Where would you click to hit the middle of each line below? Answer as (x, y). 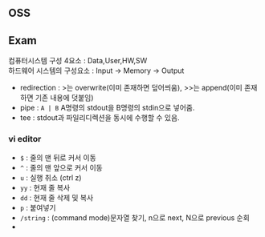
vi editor (25, 139)
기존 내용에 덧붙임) (64, 98)
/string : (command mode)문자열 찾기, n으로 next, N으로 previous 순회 (135, 217)
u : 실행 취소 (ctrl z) (51, 177)
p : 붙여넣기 (38, 207)
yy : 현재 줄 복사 (45, 187)
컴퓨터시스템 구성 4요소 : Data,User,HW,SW (78, 61)
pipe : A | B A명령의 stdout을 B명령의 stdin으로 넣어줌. (107, 108)
